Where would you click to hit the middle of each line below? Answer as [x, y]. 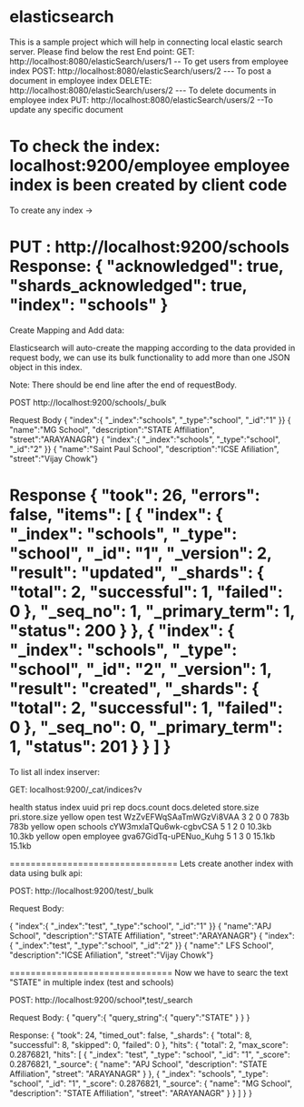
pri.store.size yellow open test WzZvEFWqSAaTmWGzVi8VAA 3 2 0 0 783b [150, 817]
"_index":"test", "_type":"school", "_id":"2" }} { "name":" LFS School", [144, 945]
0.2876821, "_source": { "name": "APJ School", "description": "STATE [138, 1064]
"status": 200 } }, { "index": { [122, 630]
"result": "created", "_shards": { [134, 689]
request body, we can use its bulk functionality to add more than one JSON [150, 357]
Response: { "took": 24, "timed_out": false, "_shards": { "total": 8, [131, 1035]
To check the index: [85, 146]
